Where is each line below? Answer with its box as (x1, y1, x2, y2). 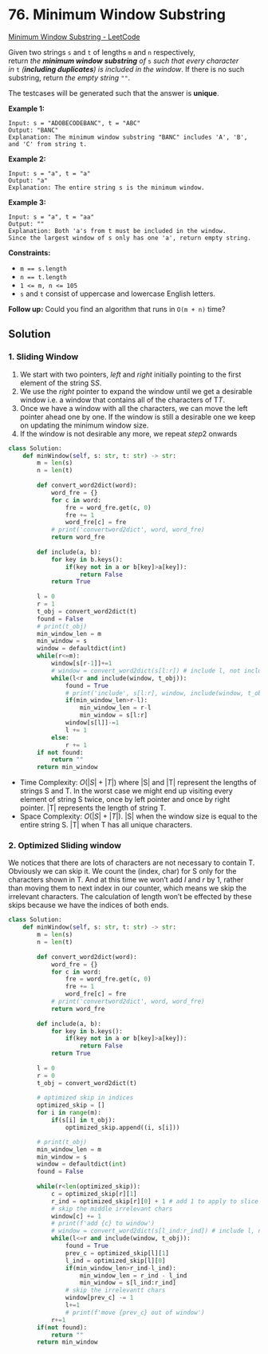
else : (50, 733, 69, 741)
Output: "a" (8, 176, 48, 184)
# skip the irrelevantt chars (65, 1286, 166, 1294)
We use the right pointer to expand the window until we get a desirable (19, 386, 253, 396)
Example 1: (8, 104, 45, 113)
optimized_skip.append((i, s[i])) (65, 1123, 180, 1131)
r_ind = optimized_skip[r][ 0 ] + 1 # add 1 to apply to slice (50, 1197, 259, 1206)
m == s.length (19, 265, 67, 273)
